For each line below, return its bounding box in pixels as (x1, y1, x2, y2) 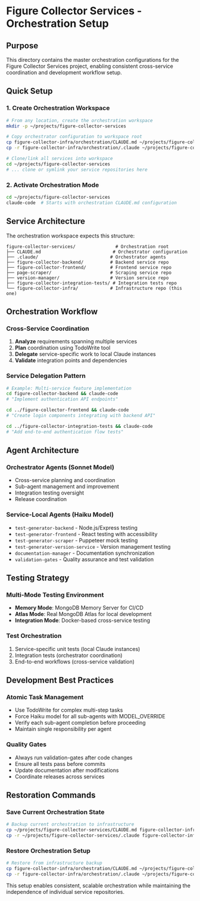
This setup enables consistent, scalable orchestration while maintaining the (6, 882, 190, 889)
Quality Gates (6, 740, 46, 749)
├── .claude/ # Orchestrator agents (6, 254, 167, 260)
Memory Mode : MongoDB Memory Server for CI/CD (14, 604, 144, 611)
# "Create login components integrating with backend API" (6, 412, 156, 419)
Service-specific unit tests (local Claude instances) (14, 645, 140, 652)
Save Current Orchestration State (6, 808, 105, 816)
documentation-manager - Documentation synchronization (14, 549, 155, 556)
